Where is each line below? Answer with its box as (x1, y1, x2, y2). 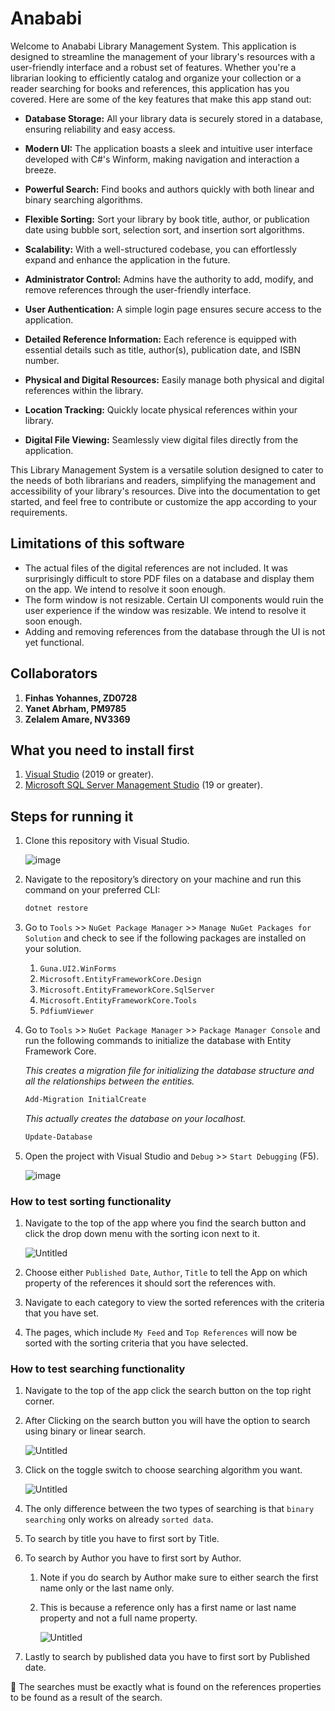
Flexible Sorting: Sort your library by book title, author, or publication (24, 213, 310, 225)
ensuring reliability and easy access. (24, 123, 176, 135)
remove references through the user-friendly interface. (24, 283, 252, 296)
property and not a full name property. (39, 1612, 198, 1624)
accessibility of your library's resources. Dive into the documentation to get (10, 485, 321, 497)
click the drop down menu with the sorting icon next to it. (24, 1228, 260, 1240)
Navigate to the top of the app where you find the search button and (24, 1217, 307, 1229)
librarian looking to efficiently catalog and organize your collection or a (10, 72, 302, 84)
